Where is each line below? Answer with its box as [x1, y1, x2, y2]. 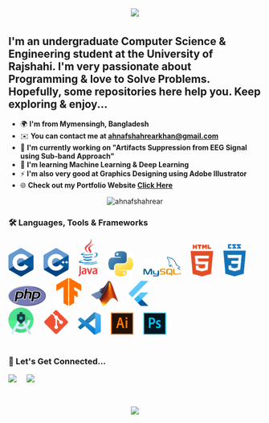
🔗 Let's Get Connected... [8, 355, 107, 367]
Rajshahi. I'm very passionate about [8, 60, 192, 73]
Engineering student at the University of [8, 47, 214, 60]
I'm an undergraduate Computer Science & [8, 35, 226, 48]
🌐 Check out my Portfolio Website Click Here [19, 180, 173, 190]
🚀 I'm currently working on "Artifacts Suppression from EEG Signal [19, 143, 247, 152]
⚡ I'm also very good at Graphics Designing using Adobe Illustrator [19, 169, 247, 179]
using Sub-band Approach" [19, 151, 115, 161]
